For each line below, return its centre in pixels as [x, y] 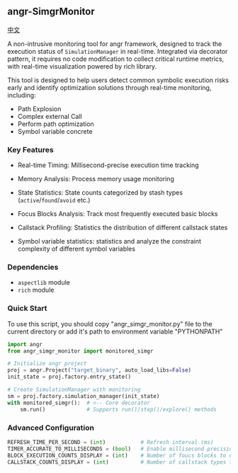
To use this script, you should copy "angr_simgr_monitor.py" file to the [110, 324]
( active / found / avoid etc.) [54, 200]
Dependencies [33, 267]
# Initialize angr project [47, 364]
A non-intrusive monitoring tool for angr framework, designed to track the [115, 44]
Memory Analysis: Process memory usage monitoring [96, 179]
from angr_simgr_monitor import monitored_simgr [80, 351]
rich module [36, 290]
